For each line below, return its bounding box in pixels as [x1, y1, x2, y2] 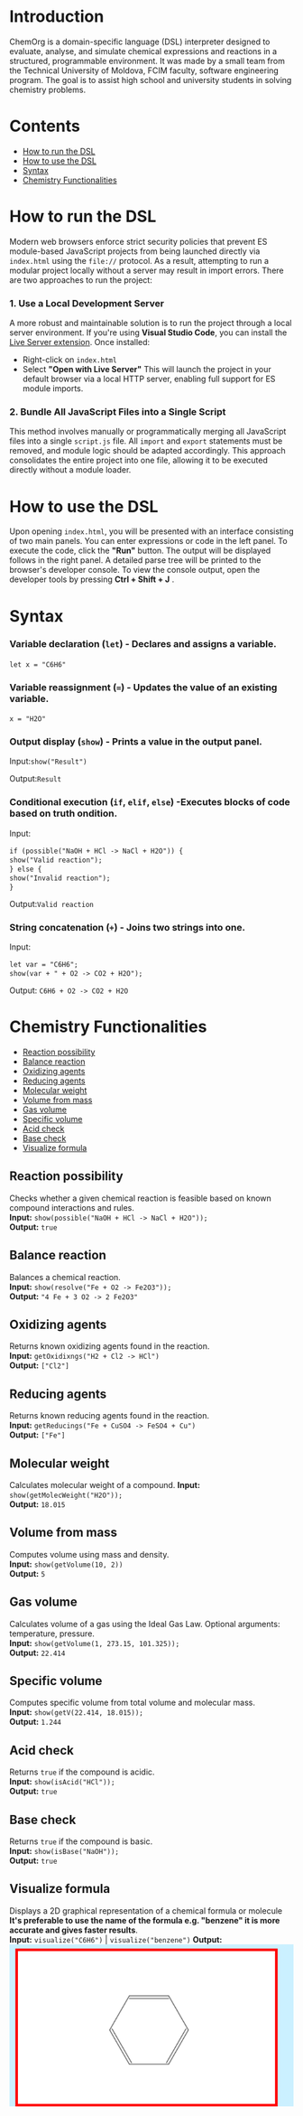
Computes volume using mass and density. [9, 1549, 170, 1559]
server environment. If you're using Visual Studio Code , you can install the [9, 327, 288, 338]
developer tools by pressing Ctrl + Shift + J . [9, 574, 175, 585]
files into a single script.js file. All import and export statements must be [9, 435, 283, 446]
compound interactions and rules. [9, 1202, 135, 1212]
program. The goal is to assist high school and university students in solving [9, 74, 292, 85]
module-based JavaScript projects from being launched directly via [9, 246, 261, 257]
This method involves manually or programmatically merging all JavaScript [9, 426, 287, 437]
